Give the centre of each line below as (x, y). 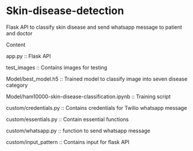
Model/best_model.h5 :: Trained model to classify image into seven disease (97, 79)
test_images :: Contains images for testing (57, 67)
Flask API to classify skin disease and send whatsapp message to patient (94, 27)
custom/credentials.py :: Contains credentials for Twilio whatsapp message (96, 108)
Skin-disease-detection (65, 11)
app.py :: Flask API (29, 56)
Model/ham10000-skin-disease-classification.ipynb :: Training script (88, 96)
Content (16, 45)
